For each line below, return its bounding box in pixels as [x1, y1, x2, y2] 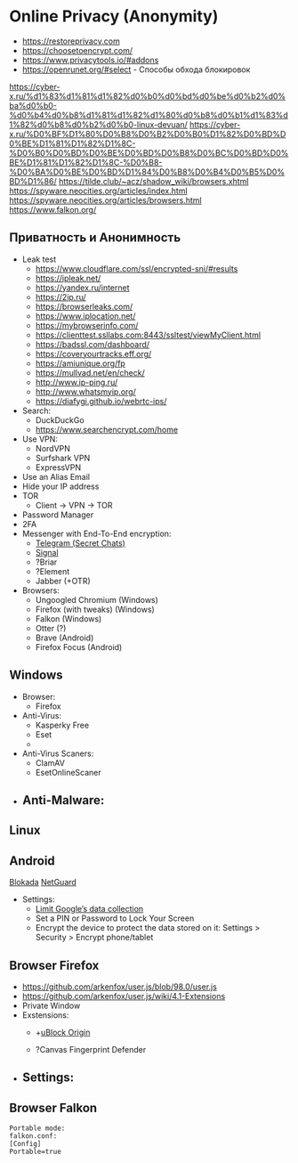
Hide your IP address [21, 481, 100, 492]
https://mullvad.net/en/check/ [35, 367, 145, 378]
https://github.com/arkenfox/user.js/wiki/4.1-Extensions [21, 990, 226, 1001]
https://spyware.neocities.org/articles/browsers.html [9, 194, 202, 206]
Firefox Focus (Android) [35, 641, 123, 652]
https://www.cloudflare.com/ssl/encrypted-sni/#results [35, 263, 238, 273]
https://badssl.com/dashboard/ [35, 338, 149, 349]
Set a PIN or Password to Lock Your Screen [35, 913, 195, 923]
